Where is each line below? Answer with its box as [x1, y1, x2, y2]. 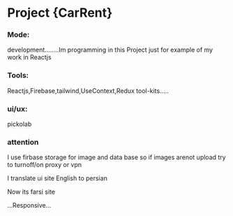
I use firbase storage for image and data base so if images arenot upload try [7, 153, 226, 161]
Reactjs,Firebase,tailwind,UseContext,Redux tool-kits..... [7, 86, 169, 95]
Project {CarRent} [7, 5, 113, 21]
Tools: [7, 71, 29, 80]
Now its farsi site [7, 187, 56, 196]
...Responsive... [7, 201, 52, 210]
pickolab [7, 120, 32, 129]
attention [7, 138, 39, 147]
